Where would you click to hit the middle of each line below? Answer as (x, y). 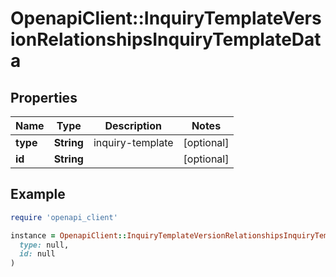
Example (38, 194)
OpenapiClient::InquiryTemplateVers (166, 18)
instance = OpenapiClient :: (69, 235)
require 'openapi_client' (64, 217)
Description (133, 125)
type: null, (44, 245)
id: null (37, 254)
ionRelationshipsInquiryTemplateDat (166, 39)
